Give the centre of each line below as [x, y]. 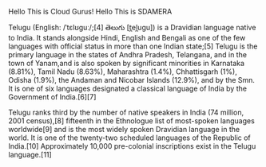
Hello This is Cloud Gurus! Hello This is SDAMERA [90, 12]
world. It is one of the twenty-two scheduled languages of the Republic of [130, 138]
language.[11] [30, 155]
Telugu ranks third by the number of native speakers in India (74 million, [126, 112]
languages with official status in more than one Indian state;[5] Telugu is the [133, 46]
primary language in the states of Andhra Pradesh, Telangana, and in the [128, 54]
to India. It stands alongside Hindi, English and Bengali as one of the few [127, 38]
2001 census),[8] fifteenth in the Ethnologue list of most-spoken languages [132, 121]
